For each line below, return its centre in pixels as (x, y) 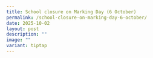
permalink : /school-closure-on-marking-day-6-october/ (77, 18)
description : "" (27, 34)
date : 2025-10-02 (28, 23)
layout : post (23, 29)
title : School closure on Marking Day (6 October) (71, 12)
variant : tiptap (27, 46)
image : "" (19, 40)
